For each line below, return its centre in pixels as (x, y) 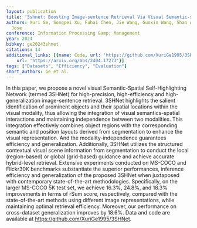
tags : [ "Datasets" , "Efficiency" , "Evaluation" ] (67, 66)
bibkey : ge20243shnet (33, 45)
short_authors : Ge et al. (38, 72)
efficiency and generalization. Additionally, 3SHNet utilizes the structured (94, 144)
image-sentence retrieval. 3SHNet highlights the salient (109, 101)
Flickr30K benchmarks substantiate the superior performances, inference (95, 169)
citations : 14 (23, 50)
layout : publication (31, 11)
